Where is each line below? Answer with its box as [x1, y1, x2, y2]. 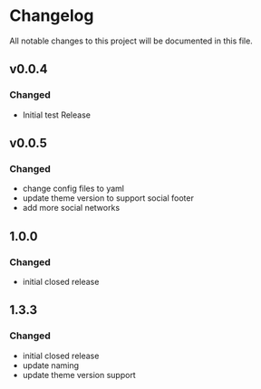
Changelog [9, 5, 94, 26]
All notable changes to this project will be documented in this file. [9, 35, 254, 46]
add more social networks [22, 203, 121, 213]
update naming [22, 359, 80, 371]
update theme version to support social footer [22, 193, 195, 204]
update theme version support [22, 369, 136, 380]
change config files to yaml [22, 183, 125, 194]
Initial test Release [22, 109, 91, 120]
